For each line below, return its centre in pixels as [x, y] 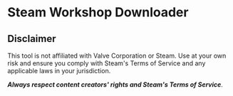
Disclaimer [32, 39]
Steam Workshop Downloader [98, 12]
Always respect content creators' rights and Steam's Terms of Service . [115, 85]
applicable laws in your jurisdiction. [59, 71]
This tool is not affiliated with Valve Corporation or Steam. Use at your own [117, 55]
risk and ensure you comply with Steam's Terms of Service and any [107, 63]
